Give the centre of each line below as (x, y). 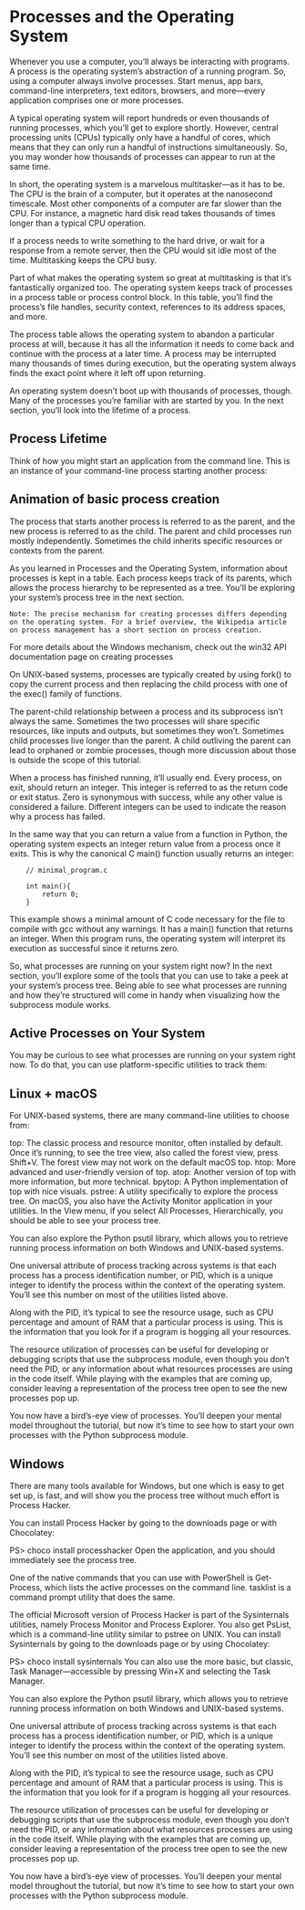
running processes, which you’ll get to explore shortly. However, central (144, 127)
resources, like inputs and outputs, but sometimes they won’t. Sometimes (147, 730)
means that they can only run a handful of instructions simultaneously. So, (148, 147)
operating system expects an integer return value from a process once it (145, 844)
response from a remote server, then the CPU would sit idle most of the (143, 250)
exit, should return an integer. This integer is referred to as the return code (149, 787)
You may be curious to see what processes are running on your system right (152, 1055)
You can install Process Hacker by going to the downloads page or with (143, 1523)
